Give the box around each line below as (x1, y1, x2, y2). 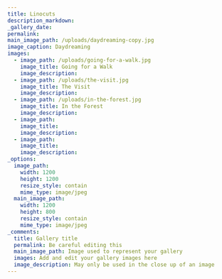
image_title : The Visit (20, 83, 91, 90)
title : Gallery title (14, 235, 78, 242)
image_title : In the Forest (20, 103, 103, 110)
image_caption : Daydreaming (7, 43, 91, 50)
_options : (7, 155, 37, 163)
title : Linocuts (7, 10, 55, 18)
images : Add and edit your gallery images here (14, 255, 158, 262)
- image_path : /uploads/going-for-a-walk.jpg (14, 57, 152, 64)
